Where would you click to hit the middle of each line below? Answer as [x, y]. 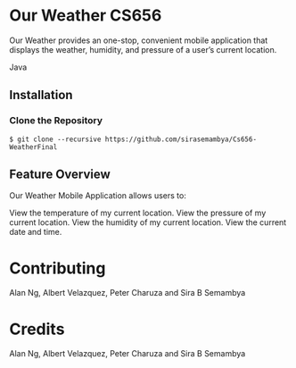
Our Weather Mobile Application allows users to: [98, 196]
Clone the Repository [56, 121]
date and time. [36, 232]
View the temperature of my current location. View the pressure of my [138, 213]
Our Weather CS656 [86, 16]
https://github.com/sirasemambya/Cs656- [181, 139]
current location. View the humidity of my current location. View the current [148, 222]
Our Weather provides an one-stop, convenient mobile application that [139, 40]
